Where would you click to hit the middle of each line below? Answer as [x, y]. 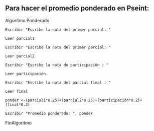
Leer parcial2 [20, 56]
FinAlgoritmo [18, 122]
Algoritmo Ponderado [27, 20]
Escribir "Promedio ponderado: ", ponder [49, 113]
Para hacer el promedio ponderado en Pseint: [77, 8]
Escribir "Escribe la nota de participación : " [57, 65]
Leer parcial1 [20, 38]
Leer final [17, 91]
